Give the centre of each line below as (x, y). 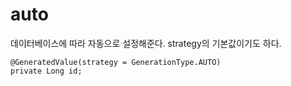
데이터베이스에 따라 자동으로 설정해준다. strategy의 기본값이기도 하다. (146, 43)
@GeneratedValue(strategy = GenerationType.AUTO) (116, 62)
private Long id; (46, 71)
